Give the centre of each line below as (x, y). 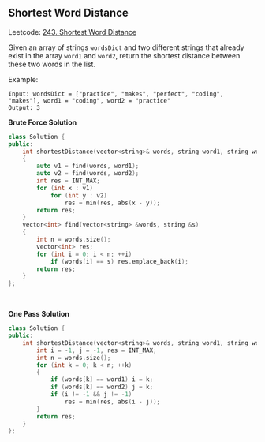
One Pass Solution (39, 314)
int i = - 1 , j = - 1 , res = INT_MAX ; (97, 350)
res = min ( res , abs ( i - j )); (112, 402)
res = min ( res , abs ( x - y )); (112, 203)
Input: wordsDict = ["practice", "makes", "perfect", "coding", (116, 94)
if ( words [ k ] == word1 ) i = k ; (102, 380)
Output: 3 (24, 107)
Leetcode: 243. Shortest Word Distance (72, 32)
